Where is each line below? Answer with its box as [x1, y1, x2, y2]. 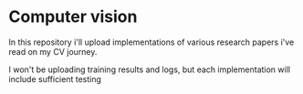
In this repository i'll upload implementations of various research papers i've [8, 37, 295, 47]
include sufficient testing [8, 73, 102, 84]
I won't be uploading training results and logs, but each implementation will [8, 64, 291, 75]
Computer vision [8, 6, 138, 27]
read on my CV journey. [8, 46, 98, 57]
